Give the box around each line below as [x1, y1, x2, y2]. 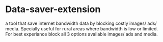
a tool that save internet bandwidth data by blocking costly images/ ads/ [5, 20, 157, 26]
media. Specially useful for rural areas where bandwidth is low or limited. [5, 25, 158, 31]
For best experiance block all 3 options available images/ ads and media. [5, 31, 158, 37]
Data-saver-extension [5, 4, 101, 15]
